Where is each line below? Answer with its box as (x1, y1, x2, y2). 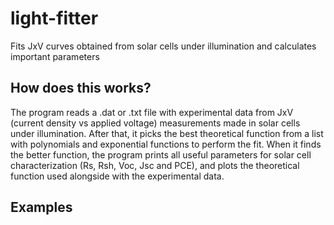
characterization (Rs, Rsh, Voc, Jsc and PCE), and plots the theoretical (10, 159, 300, 171)
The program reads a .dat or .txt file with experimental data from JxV (10, 106, 294, 118)
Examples (10, 199, 73, 216)
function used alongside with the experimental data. (10, 170, 225, 182)
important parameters (10, 50, 100, 62)
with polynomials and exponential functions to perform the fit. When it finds (10, 138, 322, 150)
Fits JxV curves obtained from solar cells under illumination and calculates (10, 40, 317, 52)
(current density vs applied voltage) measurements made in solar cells (10, 117, 301, 129)
